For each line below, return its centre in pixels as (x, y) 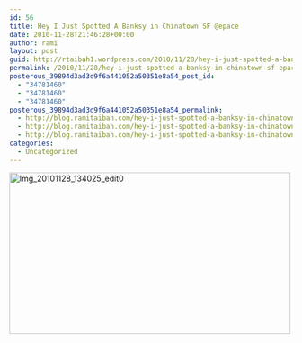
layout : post (34, 51)
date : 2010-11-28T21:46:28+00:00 (72, 34)
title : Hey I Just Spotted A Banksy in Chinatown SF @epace (124, 26)
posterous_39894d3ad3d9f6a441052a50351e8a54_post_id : (112, 77)
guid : (19, 59)
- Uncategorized (48, 151)
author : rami (34, 43)
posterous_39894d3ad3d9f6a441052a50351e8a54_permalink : (116, 110)
